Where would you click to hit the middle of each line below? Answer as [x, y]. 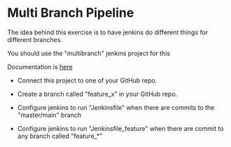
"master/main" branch [49, 115]
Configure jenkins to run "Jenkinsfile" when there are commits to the [116, 107]
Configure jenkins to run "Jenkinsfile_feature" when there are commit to [120, 128]
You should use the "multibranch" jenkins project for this [89, 53]
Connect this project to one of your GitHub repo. [87, 80]
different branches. [35, 39]
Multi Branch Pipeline [71, 13]
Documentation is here [40, 66]
